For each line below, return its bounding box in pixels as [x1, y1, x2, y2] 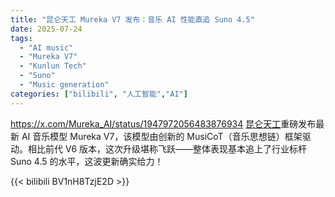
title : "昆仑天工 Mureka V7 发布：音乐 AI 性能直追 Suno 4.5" [10, 14, 255, 25]
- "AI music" [19, 42, 74, 53]
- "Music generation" [19, 80, 110, 90]
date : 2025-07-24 [10, 24, 83, 34]
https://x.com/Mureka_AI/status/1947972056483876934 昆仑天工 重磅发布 [10, 117, 317, 130]
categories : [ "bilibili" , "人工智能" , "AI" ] [10, 89, 188, 99]
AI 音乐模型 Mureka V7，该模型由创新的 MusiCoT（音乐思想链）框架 [21, 130, 303, 142]
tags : [10, 33, 33, 43]
